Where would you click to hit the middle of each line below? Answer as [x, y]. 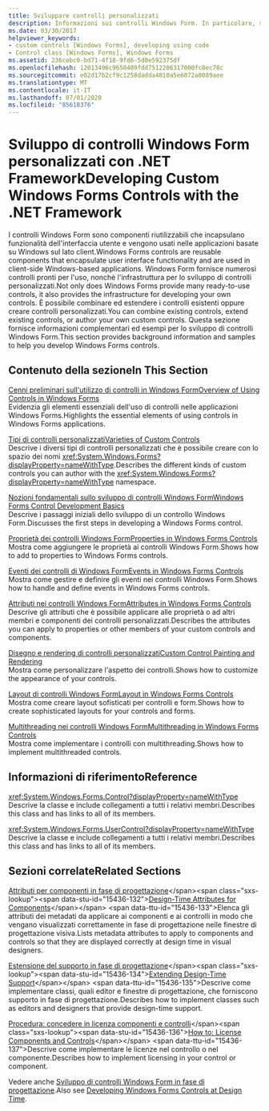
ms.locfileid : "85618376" [51, 105]
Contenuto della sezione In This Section [108, 370]
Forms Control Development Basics [66, 506]
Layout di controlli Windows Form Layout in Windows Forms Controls [121, 694]
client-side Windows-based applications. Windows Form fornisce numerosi [132, 269]
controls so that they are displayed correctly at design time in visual [120, 941]
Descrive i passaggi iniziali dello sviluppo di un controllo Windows [117, 514]
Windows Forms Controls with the [124, 196]
